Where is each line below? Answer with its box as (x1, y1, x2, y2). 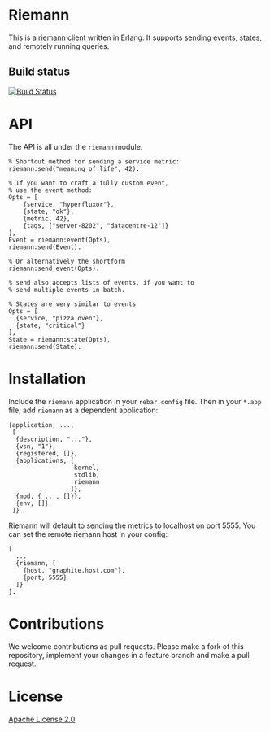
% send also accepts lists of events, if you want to (8, 278, 195, 286)
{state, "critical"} (15, 321, 85, 329)
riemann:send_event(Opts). (8, 264, 100, 272)
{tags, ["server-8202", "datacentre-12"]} (23, 221, 169, 229)
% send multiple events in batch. (8, 285, 126, 294)
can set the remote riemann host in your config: (8, 529, 168, 538)
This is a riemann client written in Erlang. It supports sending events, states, (8, 33, 263, 42)
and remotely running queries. (8, 41, 110, 50)
